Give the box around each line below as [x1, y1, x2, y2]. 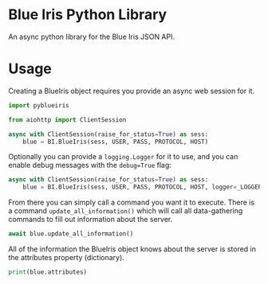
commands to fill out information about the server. [8, 215, 173, 224]
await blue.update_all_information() [8, 230, 134, 238]
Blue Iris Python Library [8, 6, 167, 24]
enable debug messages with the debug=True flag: [8, 161, 171, 170]
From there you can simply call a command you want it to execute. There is [8, 197, 255, 208]
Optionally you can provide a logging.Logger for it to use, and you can [8, 152, 238, 161]
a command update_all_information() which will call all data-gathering [8, 206, 243, 216]
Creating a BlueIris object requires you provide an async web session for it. [8, 86, 255, 95]
